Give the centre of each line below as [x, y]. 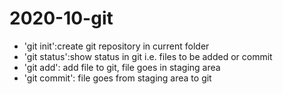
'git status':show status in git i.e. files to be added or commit [148, 56]
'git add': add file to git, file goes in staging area [122, 67]
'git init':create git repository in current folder [116, 46]
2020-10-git [61, 18]
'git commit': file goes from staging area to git [117, 78]
